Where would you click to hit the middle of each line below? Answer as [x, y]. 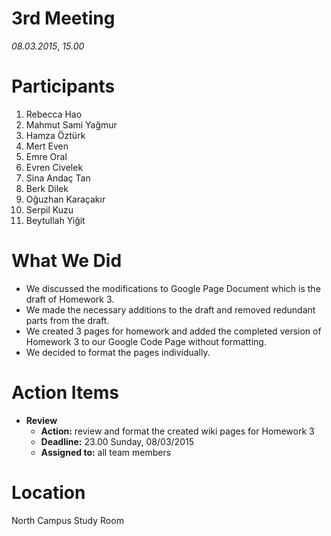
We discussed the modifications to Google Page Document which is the [173, 288]
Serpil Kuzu [49, 209]
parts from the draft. [67, 320]
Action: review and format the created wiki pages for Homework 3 [177, 431]
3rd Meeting [63, 18]
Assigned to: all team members [106, 452]
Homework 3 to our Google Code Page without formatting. [146, 341]
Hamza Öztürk [55, 135]
